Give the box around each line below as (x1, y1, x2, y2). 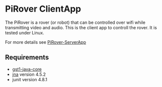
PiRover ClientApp (5, 3, 81, 15)
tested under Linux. (5, 30, 45, 35)
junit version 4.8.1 (12, 76, 47, 82)
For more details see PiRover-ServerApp (5, 39, 87, 45)
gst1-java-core (12, 66, 42, 72)
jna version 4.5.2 (12, 71, 46, 77)
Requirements (5, 53, 49, 62)
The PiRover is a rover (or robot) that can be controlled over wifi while (5, 19, 146, 25)
